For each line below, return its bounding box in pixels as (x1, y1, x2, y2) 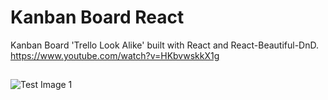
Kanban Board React (10, 6, 185, 29)
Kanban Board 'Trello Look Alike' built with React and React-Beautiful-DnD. (10, 39, 319, 51)
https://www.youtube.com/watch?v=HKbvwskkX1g (10, 49, 220, 61)
